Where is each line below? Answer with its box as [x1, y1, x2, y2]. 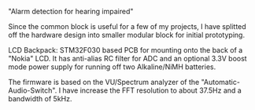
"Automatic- [201, 78, 240, 86]
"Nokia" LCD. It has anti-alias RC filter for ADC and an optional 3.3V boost [8, 54, 247, 63]
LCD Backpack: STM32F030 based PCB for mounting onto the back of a [8, 46, 243, 54]
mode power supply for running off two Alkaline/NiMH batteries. [8, 62, 216, 71]
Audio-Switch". [8, 86, 57, 95]
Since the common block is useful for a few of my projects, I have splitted [8, 22, 246, 31]
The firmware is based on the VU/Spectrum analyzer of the [8, 78, 200, 86]
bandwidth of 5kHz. [8, 94, 72, 103]
